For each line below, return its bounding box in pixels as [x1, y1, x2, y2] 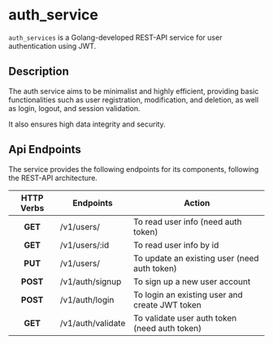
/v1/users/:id [59, 239, 110, 251]
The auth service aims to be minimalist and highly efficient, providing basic [8, 86, 259, 96]
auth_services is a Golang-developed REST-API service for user [8, 32, 223, 42]
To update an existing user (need [133, 252, 259, 264]
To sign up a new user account [133, 276, 251, 287]
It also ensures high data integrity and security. [8, 119, 167, 129]
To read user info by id [133, 239, 219, 251]
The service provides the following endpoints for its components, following [8, 164, 259, 174]
